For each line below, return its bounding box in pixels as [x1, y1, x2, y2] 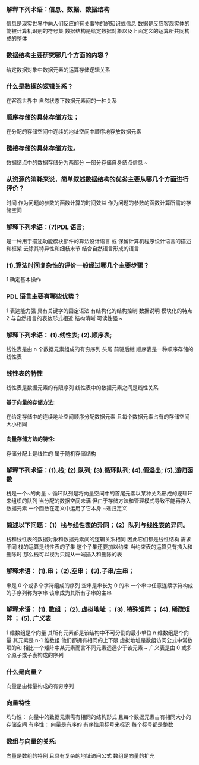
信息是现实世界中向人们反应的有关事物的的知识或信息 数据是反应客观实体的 [6, 20, 190, 27]
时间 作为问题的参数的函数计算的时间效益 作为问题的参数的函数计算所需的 [6, 199, 186, 206]
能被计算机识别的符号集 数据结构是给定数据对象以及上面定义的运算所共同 [6, 27, 185, 35]
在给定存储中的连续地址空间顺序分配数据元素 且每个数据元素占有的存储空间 [6, 413, 190, 420]
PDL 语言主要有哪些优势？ [6, 292, 81, 301]
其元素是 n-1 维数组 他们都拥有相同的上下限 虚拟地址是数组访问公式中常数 [12, 636, 193, 643]
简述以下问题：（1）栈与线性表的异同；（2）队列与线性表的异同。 [6, 521, 189, 529]
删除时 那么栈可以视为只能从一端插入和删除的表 [6, 550, 122, 558]
